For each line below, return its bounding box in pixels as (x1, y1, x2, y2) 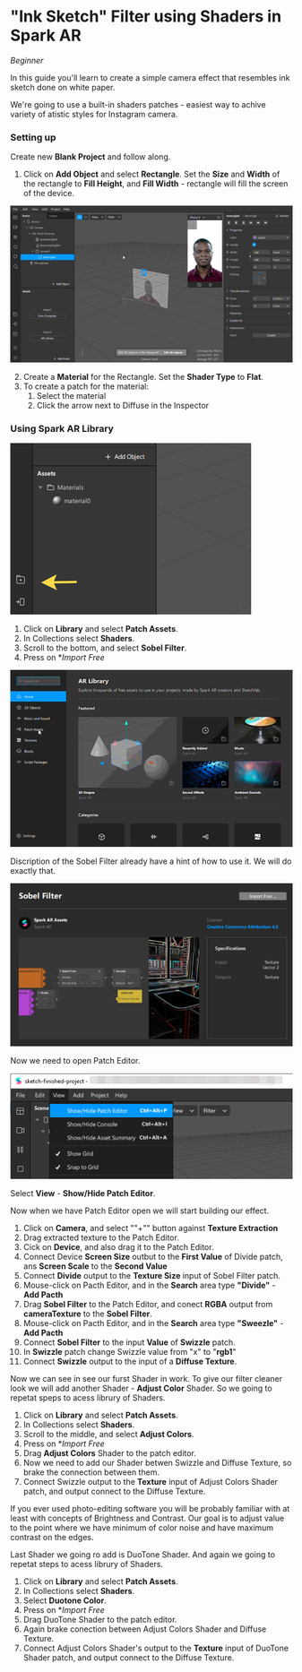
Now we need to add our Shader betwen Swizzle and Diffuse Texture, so (22, 1457, 292, 1468)
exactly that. (10, 866, 56, 876)
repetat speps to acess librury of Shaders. (10, 1392, 166, 1403)
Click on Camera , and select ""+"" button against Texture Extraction (22, 1222, 279, 1233)
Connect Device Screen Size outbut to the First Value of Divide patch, (22, 1251, 283, 1262)
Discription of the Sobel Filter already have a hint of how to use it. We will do (10, 856, 292, 866)
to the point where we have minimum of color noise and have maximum (10, 1521, 274, 1533)
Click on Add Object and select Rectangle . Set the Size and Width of (22, 168, 280, 180)
